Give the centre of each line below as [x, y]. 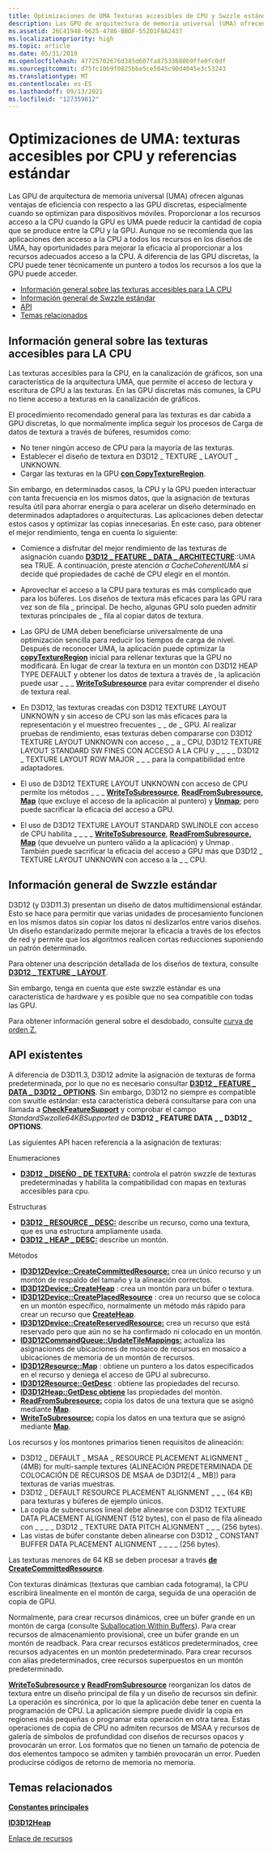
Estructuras [28, 1206]
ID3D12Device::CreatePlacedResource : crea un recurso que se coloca [140, 1297]
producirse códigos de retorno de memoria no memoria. [102, 1762]
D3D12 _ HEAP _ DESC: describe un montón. [94, 1240]
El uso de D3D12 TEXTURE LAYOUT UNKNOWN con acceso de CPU [134, 783]
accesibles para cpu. [55, 1191]
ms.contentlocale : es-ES [50, 84]
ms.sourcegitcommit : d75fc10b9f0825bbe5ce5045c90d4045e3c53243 [117, 69]
